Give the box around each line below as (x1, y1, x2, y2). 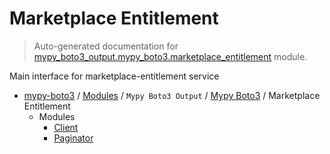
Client (53, 121, 79, 133)
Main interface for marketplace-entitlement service (9, 70, 220, 82)
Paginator (53, 132, 94, 144)
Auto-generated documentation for (33, 40, 179, 52)
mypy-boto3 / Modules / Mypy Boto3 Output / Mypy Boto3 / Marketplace (23, 89, 321, 101)
